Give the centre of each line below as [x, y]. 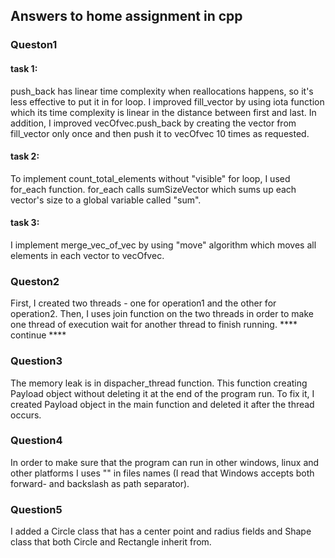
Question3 [36, 361]
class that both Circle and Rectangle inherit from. [111, 542]
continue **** [38, 335]
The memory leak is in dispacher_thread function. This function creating [159, 383]
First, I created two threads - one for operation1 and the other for [143, 303]
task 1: [24, 68]
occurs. [26, 415]
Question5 [36, 509]
